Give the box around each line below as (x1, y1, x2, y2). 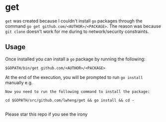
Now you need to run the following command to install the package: (5, 89, 150, 94)
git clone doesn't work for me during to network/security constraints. (5, 28, 149, 34)
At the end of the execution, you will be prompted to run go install (5, 74, 143, 80)
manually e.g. (5, 79, 33, 85)
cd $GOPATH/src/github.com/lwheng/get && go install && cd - (5, 98, 135, 103)
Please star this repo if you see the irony (5, 111, 88, 118)
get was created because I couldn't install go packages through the (5, 18, 143, 24)
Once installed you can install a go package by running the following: (5, 56, 146, 62)
